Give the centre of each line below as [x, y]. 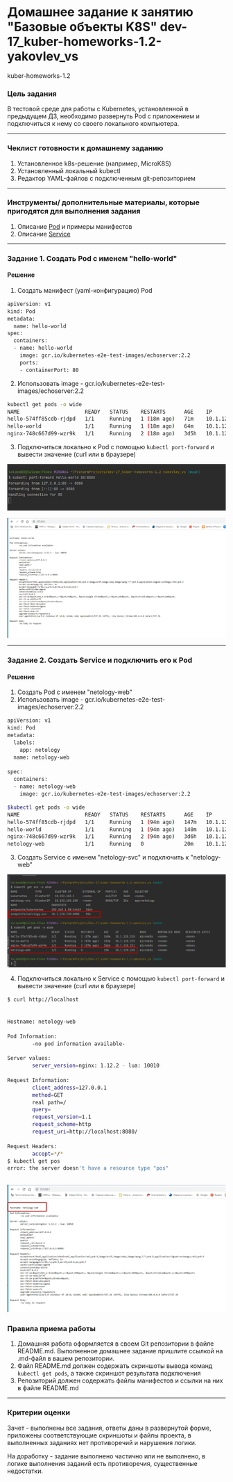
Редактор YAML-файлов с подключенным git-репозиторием [106, 178]
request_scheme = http [62, 1125]
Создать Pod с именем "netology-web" [75, 692]
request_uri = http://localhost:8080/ [85, 1131]
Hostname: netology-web [42, 1022]
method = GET [48, 1095]
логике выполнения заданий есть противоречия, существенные [102, 1463]
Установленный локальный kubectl [69, 170]
